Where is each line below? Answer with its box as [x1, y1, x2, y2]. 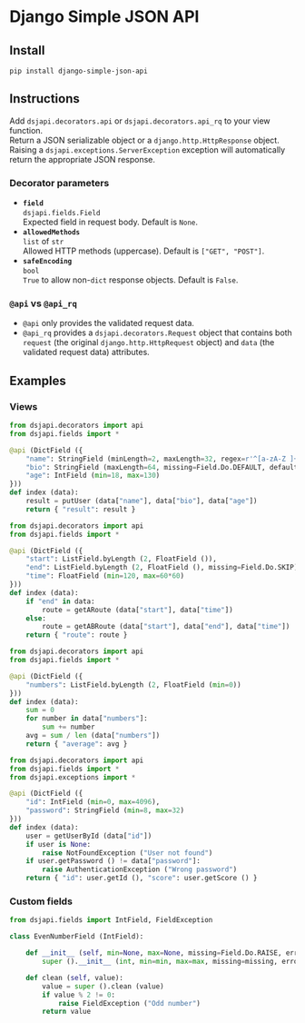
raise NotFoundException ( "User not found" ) [42, 848, 213, 858]
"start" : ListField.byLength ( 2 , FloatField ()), [25, 554, 218, 564]
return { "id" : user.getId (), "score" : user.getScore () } [25, 874, 258, 883]
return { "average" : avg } [25, 739, 128, 749]
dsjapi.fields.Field [22, 209, 101, 218]
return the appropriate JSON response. [9, 154, 156, 164]
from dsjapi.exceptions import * [9, 772, 136, 782]
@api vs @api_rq [9, 297, 77, 310]
